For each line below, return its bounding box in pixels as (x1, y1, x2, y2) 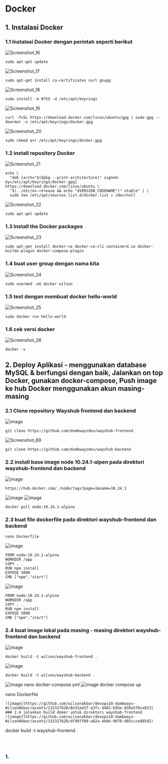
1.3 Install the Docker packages (5, 223, 83, 230)
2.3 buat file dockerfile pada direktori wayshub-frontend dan (5, 516, 156, 523)
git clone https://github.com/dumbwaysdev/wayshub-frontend (5, 428, 134, 433)
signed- (103, 175, 120, 180)
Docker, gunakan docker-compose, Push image (5, 376, 157, 385)
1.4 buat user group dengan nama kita (5, 260, 99, 267)
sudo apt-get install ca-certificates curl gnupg (5, 78, 111, 83)
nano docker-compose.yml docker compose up (24, 681, 141, 687)
